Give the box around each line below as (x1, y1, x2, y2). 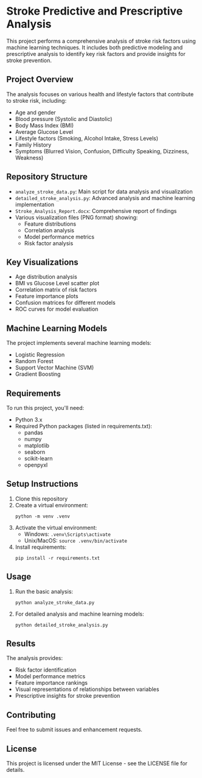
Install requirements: (15, 543, 67, 551)
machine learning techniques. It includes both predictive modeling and (6, 44, 183, 51)
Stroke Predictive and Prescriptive (6, 4, 183, 18)
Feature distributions (24, 220, 77, 227)
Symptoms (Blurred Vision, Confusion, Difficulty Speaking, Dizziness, (15, 147, 189, 155)
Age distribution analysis (15, 273, 77, 280)
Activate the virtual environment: (15, 524, 97, 531)
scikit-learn (24, 455, 53, 462)
